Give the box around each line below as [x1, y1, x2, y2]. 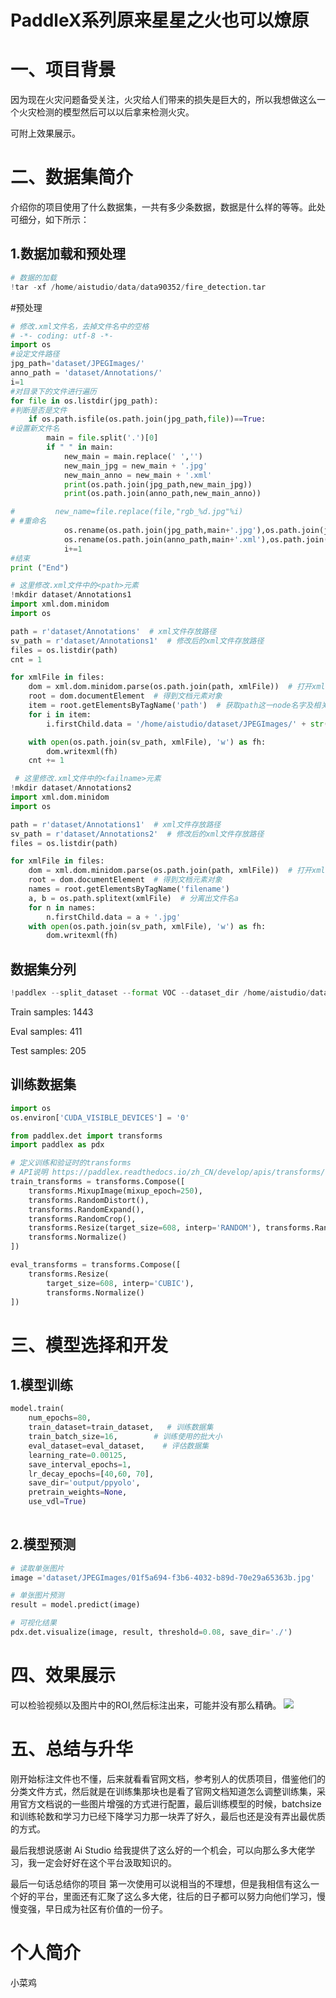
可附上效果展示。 [10, 127, 81, 140]
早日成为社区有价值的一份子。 [44, 1902, 168, 1915]
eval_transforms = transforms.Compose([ [10, 1260, 182, 1270]
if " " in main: [46, 442, 114, 452]
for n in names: [28, 902, 97, 913]
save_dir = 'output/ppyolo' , [28, 1478, 141, 1488]
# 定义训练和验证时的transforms [10, 1158, 132, 1168]
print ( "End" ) [10, 562, 70, 573]
